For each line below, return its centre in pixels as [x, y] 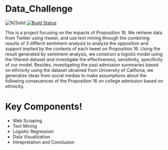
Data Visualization [31, 136]
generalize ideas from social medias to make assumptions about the [76, 75]
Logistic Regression [33, 131]
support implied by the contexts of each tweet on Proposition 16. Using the [83, 48]
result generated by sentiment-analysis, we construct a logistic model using [84, 54]
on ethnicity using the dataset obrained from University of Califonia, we [79, 70]
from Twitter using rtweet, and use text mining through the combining [77, 38]
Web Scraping [27, 120]
